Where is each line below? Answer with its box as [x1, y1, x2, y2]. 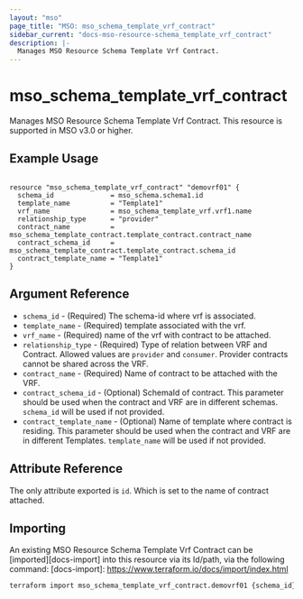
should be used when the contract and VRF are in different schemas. [22, 396, 279, 407]
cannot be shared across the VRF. [22, 358, 149, 369]
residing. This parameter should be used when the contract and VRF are [22, 425, 291, 436]
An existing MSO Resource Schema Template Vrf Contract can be [9, 545, 253, 556]
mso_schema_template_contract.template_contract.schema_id [9, 245, 236, 255]
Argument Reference [9, 286, 130, 302]
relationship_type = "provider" [17, 214, 160, 224]
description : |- [9, 38, 70, 48]
